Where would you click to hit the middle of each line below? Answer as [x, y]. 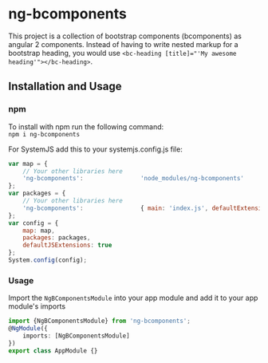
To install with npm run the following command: [86, 126]
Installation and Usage [65, 87]
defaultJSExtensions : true [67, 245]
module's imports [37, 306]
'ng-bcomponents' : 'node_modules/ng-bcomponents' [134, 179]
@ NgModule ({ [28, 329]
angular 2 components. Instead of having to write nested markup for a [123, 44]
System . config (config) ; [48, 260]
